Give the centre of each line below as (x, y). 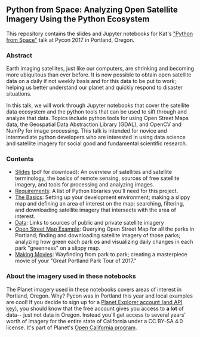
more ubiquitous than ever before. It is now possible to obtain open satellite (99, 75)
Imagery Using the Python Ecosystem (78, 19)
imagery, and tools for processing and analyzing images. (84, 185)
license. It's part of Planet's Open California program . (72, 327)
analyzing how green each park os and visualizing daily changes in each (104, 242)
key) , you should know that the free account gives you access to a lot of (95, 308)
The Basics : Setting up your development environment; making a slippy (102, 197)
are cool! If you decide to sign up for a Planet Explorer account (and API (94, 302)
